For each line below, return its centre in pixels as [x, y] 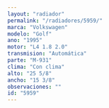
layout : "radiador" [36, 14]
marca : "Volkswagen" [38, 27]
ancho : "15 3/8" [31, 80]
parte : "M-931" [30, 60]
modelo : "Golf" [30, 34]
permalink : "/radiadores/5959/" [55, 21]
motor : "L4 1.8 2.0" [38, 47]
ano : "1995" [25, 40]
